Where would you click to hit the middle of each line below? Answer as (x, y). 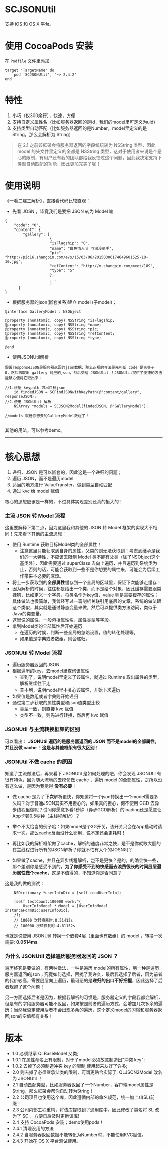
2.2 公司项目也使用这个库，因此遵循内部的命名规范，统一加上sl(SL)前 (83, 1097)
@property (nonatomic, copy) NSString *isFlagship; (60, 320)
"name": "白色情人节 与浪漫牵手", (82, 248)
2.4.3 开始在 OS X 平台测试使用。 (47, 1141)
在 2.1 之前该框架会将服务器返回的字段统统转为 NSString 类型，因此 (86, 145)
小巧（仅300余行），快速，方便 (44, 115)
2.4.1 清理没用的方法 (33, 1129)
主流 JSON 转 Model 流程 (35, 516)
